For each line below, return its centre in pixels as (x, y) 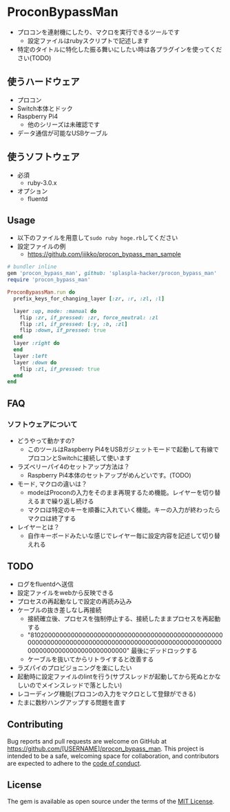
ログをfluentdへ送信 (45, 584)
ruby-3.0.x (42, 182)
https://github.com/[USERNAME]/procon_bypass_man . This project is (106, 748)
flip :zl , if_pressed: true (60, 369)
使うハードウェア (43, 82)
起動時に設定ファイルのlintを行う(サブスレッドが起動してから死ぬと (113, 676)
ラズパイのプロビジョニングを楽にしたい (74, 668)
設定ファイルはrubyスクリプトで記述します (88, 40)
